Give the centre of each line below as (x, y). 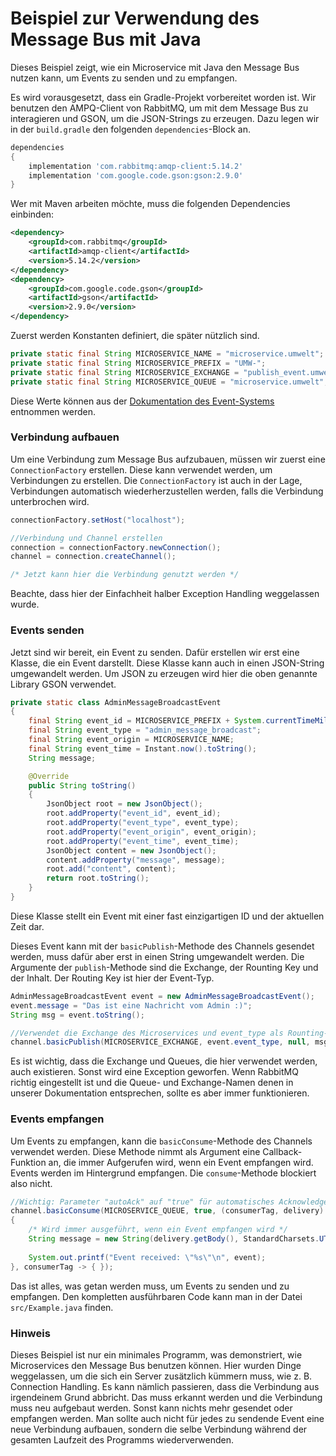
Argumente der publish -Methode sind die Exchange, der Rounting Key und (164, 967)
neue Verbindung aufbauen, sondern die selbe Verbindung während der (159, 1429)
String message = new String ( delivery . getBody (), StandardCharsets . (174, 1239)
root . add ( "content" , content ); (111, 869)
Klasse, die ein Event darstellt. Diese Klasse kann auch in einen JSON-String (167, 663)
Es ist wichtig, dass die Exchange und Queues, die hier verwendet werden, (164, 1061)
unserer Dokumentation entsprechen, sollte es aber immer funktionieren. (160, 1093)
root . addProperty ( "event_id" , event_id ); (134, 813)
